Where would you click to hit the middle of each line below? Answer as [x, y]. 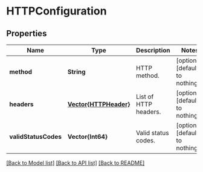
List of [145, 97]
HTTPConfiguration [56, 11]
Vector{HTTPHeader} [99, 104]
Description [153, 50]
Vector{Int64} [87, 137]
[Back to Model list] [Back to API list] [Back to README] [76, 163]
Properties [27, 33]
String [76, 72]
